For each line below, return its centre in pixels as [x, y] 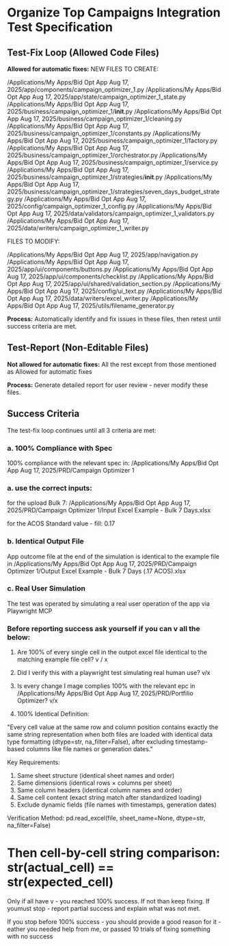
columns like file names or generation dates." [90, 749]
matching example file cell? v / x [62, 659]
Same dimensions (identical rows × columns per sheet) [94, 783]
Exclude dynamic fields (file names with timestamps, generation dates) [117, 805]
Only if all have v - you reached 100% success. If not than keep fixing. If [108, 901]
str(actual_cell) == [61, 867]
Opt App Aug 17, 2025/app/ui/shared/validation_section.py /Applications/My [114, 284]
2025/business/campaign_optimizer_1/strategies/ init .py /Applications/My [110, 177]
